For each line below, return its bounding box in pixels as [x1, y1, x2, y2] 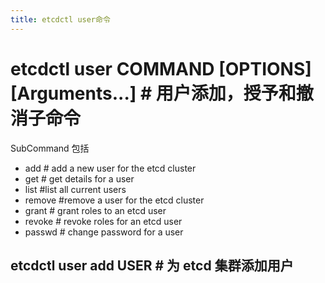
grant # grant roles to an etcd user [24, 204, 167, 216]
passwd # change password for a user [24, 226, 184, 238]
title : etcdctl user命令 [10, 14, 111, 25]
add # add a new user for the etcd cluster [24, 162, 197, 174]
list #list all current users [24, 183, 127, 195]
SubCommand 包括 [10, 142, 90, 154]
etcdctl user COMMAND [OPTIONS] [10, 57, 312, 80]
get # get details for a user [24, 172, 135, 185]
